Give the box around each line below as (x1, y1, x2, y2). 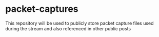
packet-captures (5, 3, 78, 15)
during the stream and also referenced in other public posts (5, 25, 131, 31)
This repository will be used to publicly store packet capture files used (5, 20, 154, 26)
